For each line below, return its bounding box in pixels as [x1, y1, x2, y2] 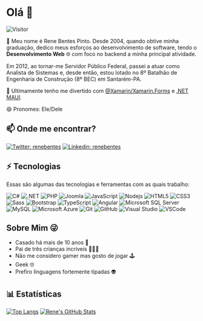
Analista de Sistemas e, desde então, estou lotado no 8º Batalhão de [6, 69, 178, 76]
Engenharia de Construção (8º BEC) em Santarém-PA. [6, 75, 142, 83]
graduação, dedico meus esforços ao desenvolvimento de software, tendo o [6, 44, 197, 51]
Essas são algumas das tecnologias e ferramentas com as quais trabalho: [6, 181, 190, 188]
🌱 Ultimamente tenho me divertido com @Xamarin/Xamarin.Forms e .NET [6, 87, 189, 94]
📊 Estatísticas [6, 289, 62, 299]
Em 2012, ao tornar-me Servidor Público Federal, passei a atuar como [6, 62, 180, 69]
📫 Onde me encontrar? [6, 124, 96, 134]
